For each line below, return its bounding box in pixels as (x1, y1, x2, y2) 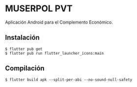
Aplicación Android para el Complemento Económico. (5, 19, 114, 25)
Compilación (5, 64, 45, 73)
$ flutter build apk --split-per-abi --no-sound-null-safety (5, 77, 133, 82)
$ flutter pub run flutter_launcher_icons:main (5, 51, 104, 56)
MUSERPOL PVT (5, 3, 73, 14)
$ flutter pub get (5, 46, 43, 52)
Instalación (5, 33, 40, 42)
